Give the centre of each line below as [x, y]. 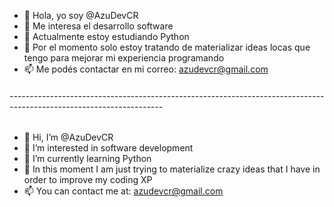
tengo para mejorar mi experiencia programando [124, 58]
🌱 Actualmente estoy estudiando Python [106, 36]
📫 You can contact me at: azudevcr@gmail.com [123, 191]
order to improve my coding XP [88, 180]
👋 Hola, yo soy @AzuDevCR [81, 15]
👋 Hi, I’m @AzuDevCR [68, 137]
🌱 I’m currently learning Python [87, 159]
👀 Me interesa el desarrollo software [98, 26]
